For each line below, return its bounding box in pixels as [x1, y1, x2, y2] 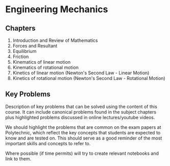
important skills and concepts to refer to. [5, 140, 91, 146]
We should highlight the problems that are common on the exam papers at [5, 124, 162, 130]
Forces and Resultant [12, 43, 58, 49]
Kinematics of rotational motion [12, 65, 79, 70]
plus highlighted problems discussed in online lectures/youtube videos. [5, 114, 155, 120]
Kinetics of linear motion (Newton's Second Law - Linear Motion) [12, 70, 150, 76]
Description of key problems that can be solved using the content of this [5, 103, 157, 109]
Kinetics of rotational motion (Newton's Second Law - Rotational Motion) [12, 75, 165, 81]
